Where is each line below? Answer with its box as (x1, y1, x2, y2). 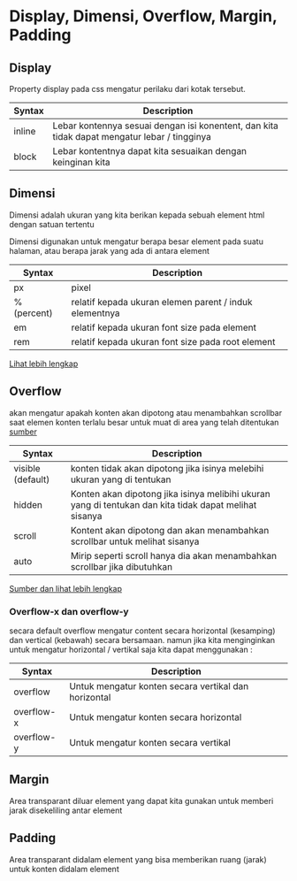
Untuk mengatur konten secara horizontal (69, 710, 242, 723)
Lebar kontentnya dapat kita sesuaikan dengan (52, 145, 247, 157)
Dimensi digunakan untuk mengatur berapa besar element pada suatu (9, 236, 263, 247)
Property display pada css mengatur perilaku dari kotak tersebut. (9, 84, 246, 94)
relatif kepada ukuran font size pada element (71, 321, 257, 333)
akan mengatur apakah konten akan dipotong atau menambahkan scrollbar (9, 407, 283, 418)
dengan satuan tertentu (9, 218, 95, 229)
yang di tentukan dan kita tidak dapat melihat (70, 498, 257, 510)
